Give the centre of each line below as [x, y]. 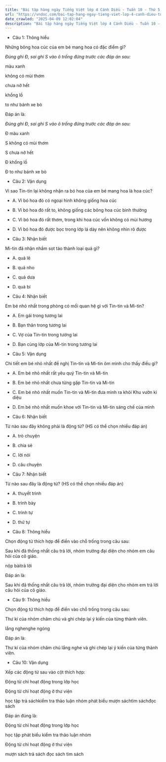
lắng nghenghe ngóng [28, 628]
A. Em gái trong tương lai [37, 316]
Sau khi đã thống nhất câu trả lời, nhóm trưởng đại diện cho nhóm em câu [80, 551]
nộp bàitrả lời [19, 566]
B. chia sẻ [22, 445]
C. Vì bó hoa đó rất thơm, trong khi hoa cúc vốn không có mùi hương [82, 220]
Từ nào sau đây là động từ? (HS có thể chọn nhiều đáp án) [64, 484]
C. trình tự [22, 513]
